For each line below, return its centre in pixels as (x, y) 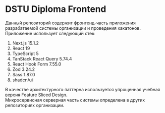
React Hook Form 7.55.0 (37, 64)
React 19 (21, 48)
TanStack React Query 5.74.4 (42, 58)
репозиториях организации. (35, 105)
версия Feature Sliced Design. (36, 95)
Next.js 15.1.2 (26, 43)
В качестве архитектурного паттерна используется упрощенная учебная (82, 89)
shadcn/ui (23, 80)
